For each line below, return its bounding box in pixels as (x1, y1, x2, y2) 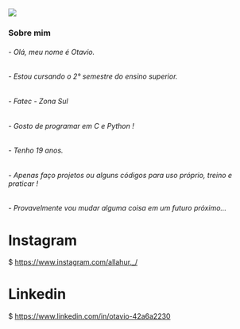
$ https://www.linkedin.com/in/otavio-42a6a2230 (8, 312, 171, 321)
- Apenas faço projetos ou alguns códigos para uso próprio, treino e (8, 170, 233, 180)
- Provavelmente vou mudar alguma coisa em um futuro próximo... (8, 203, 227, 213)
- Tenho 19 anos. (8, 145, 64, 155)
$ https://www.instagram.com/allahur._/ (8, 257, 138, 267)
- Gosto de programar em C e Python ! (8, 121, 135, 130)
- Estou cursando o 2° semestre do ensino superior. (8, 72, 178, 81)
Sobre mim (8, 28, 52, 39)
